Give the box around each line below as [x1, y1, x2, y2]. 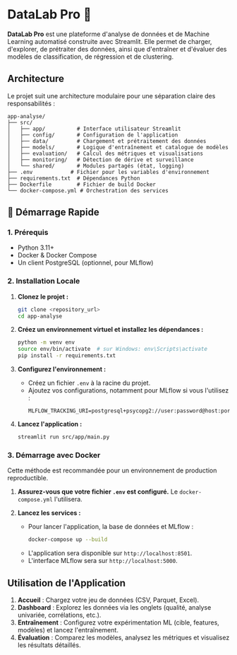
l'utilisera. [54, 495, 83, 504]
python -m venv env [17, 339, 75, 346]
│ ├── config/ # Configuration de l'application [7, 131, 178, 139]
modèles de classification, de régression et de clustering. [7, 52, 174, 61]
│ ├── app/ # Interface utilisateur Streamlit [7, 125, 181, 132]
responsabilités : [7, 99, 55, 108]
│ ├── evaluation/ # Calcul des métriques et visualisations [7, 150, 203, 157]
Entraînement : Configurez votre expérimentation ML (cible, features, [17, 618, 220, 627]
